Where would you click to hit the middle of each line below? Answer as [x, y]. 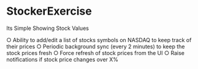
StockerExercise [49, 11]
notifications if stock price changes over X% [62, 59]
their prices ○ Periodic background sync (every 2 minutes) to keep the [96, 46]
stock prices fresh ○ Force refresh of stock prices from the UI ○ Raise [96, 53]
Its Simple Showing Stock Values [48, 28]
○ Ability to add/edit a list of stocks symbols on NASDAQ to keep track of [99, 40]
